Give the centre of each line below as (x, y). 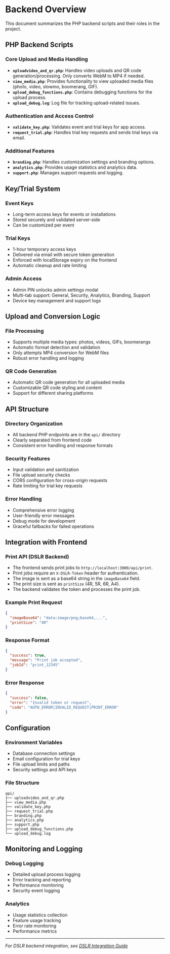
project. (13, 28)
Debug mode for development (44, 521)
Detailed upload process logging (47, 874)
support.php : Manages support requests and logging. (68, 173)
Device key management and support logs (57, 300)
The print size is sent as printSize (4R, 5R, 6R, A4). (66, 584)
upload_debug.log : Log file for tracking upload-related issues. (76, 103)
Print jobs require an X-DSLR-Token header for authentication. (76, 573)
